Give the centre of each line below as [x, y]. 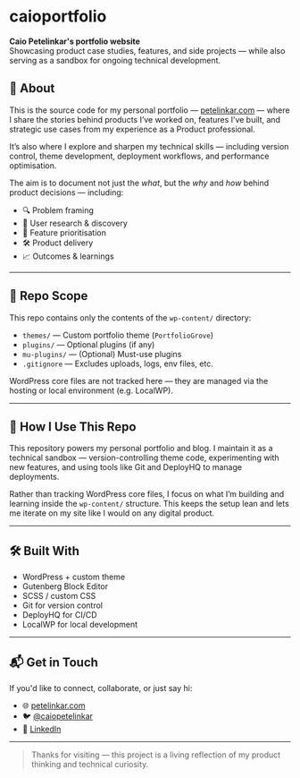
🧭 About [32, 88]
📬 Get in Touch [54, 662]
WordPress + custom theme [74, 577]
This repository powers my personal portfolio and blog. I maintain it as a [141, 449]
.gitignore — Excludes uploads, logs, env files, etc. [118, 363]
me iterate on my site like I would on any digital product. [112, 513]
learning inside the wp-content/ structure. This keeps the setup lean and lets [150, 504]
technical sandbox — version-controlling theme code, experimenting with [144, 457]
